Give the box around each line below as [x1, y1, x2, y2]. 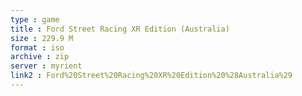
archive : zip [10, 52, 70, 62]
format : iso [10, 42, 65, 53]
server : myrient [10, 61, 83, 71]
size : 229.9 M [10, 33, 74, 43]
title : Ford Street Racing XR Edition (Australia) [10, 24, 230, 34]
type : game [10, 14, 60, 25]
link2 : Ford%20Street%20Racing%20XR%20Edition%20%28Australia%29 [10, 71, 293, 81]
